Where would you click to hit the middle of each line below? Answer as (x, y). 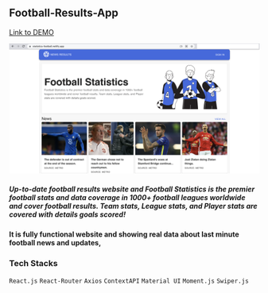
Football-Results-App (64, 13)
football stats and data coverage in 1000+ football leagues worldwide (127, 197)
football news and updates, (55, 243)
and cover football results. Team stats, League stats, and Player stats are (133, 206)
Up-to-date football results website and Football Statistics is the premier (132, 189)
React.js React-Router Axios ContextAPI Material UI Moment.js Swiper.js (129, 281)
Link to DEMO (31, 32)
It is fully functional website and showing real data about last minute (124, 234)
